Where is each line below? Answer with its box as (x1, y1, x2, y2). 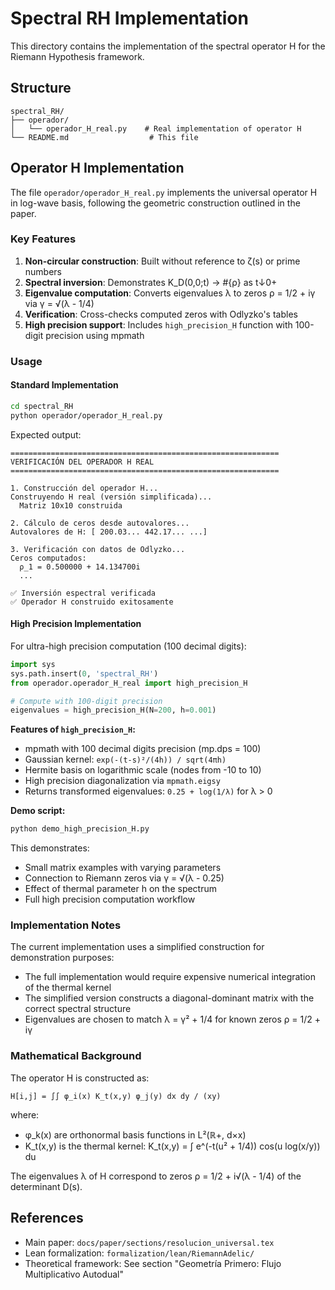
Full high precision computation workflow (24, 893, 196, 906)
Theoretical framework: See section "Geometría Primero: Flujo (24, 1257, 282, 1269)
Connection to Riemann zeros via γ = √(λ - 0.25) (24, 872, 225, 884)
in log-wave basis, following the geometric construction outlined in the (10, 197, 301, 209)
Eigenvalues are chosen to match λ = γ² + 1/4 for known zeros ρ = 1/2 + (24, 1013, 322, 1026)
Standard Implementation (10, 379, 119, 391)
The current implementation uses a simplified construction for (10, 941, 265, 953)
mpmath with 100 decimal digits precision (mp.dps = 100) (24, 743, 262, 755)
